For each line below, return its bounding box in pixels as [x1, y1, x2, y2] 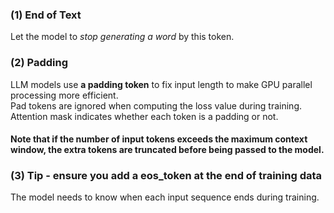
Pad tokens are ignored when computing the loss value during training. [10, 99, 302, 112]
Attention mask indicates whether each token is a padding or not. [10, 110, 279, 122]
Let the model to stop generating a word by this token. [10, 31, 235, 43]
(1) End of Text [10, 8, 82, 22]
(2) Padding [10, 56, 68, 70]
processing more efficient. [10, 89, 119, 101]
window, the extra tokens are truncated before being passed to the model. [10, 144, 325, 156]
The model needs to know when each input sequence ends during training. [10, 191, 320, 203]
